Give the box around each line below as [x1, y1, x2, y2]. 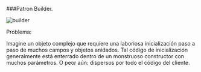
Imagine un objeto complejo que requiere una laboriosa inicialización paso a [6, 40, 195, 47]
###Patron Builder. [6, 5, 53, 12]
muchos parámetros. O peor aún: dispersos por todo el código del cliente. [6, 59, 190, 66]
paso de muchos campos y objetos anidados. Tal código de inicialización [6, 46, 188, 53]
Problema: [6, 28, 32, 35]
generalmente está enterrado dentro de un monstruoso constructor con [6, 53, 185, 59]
